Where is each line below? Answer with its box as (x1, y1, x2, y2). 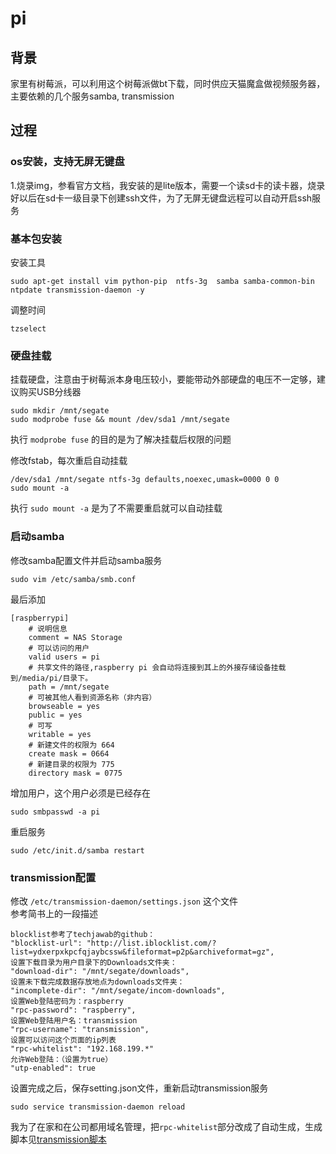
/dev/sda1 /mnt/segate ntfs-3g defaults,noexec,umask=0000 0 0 (10, 475, 280, 485)
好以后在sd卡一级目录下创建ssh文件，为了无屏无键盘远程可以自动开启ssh (10, 192, 313, 204)
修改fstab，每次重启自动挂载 (10, 455, 128, 467)
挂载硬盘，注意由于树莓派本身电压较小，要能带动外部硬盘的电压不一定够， (10, 373, 317, 386)
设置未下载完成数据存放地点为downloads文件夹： (10, 977, 185, 987)
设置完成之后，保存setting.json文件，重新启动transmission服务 (10, 1082, 269, 1094)
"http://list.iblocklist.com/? (86, 938, 217, 948)
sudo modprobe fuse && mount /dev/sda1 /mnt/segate (10, 415, 230, 425)
